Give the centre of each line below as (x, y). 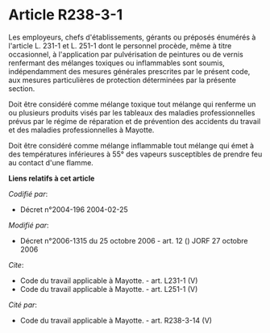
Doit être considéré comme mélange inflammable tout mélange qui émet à (131, 145)
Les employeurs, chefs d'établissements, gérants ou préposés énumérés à (132, 37)
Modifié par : (29, 225)
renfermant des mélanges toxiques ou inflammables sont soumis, (117, 63)
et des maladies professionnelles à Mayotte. (81, 130)
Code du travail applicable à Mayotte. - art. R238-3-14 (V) (116, 320)
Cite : (16, 264)
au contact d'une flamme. (51, 162)
